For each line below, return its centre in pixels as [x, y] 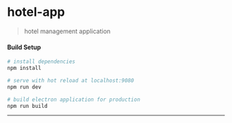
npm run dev [24, 87]
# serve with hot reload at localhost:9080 [71, 80]
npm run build [28, 106]
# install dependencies [41, 62]
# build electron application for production [74, 100]
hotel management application [67, 31]
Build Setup [24, 47]
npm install [24, 68]
